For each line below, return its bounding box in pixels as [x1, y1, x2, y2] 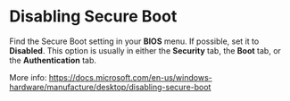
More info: [9, 72, 47, 82]
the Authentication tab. [9, 55, 96, 65]
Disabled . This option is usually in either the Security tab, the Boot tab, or [9, 45, 281, 55]
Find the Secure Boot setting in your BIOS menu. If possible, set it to [9, 36, 260, 46]
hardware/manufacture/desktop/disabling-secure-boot [9, 81, 211, 92]
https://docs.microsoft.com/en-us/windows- [48, 72, 212, 82]
